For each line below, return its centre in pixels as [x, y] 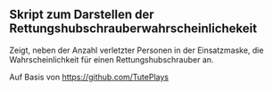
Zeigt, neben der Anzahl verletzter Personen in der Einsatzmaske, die [136, 50]
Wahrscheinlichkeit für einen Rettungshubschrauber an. [112, 59]
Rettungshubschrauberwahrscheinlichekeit [133, 29]
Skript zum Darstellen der [82, 15]
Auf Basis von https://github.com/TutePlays [89, 77]
